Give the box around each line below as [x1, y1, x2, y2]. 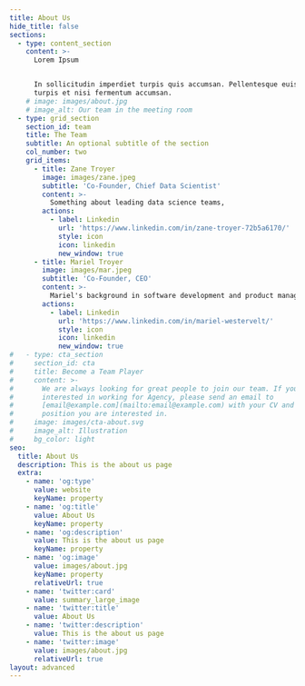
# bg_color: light [9, 434, 95, 443]
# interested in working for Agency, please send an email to [9, 393, 274, 402]
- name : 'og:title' [25, 502, 100, 512]
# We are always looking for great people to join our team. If [9, 383, 282, 393]
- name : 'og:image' [25, 553, 100, 562]
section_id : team [25, 122, 92, 132]
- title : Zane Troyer [33, 164, 116, 174]
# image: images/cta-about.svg [9, 418, 144, 427]
